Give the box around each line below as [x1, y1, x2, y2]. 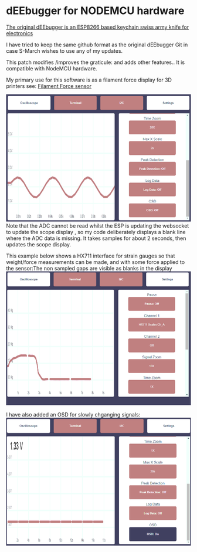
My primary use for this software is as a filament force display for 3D [6, 76, 172, 83]
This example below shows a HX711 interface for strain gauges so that [6, 252, 175, 259]
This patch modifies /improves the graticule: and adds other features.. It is [6, 59, 185, 66]
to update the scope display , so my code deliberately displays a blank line [6, 228, 186, 235]
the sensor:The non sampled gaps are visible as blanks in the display [6, 265, 172, 272]
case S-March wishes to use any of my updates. [6, 47, 123, 54]
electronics [6, 29, 33, 36]
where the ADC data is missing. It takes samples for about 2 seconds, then [6, 235, 186, 242]
